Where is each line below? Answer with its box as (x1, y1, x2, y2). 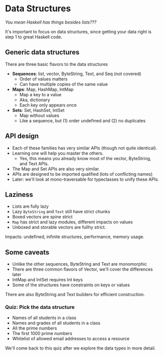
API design (5, 132, 39, 140)
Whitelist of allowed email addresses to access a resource (12, 336, 130, 342)
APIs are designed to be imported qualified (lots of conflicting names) (12, 171, 153, 177)
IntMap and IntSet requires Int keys (12, 277, 83, 283)
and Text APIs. (19, 161, 49, 166)
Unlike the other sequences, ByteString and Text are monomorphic (12, 261, 147, 267)
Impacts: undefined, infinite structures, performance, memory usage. (5, 234, 144, 240)
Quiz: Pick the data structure (5, 304, 75, 311)
